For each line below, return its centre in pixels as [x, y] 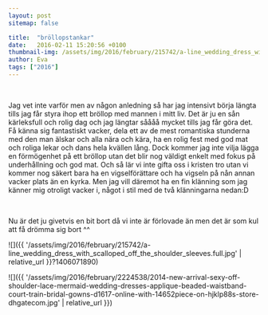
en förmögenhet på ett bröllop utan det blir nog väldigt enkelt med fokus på [132, 156]
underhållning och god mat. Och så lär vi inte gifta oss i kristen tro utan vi [128, 164]
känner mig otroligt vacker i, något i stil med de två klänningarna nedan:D [128, 190]
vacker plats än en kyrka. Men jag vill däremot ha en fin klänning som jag [128, 181]
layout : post [30, 16]
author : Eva [28, 60]
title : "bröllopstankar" [51, 37]
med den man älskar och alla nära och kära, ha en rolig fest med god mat [128, 139]
